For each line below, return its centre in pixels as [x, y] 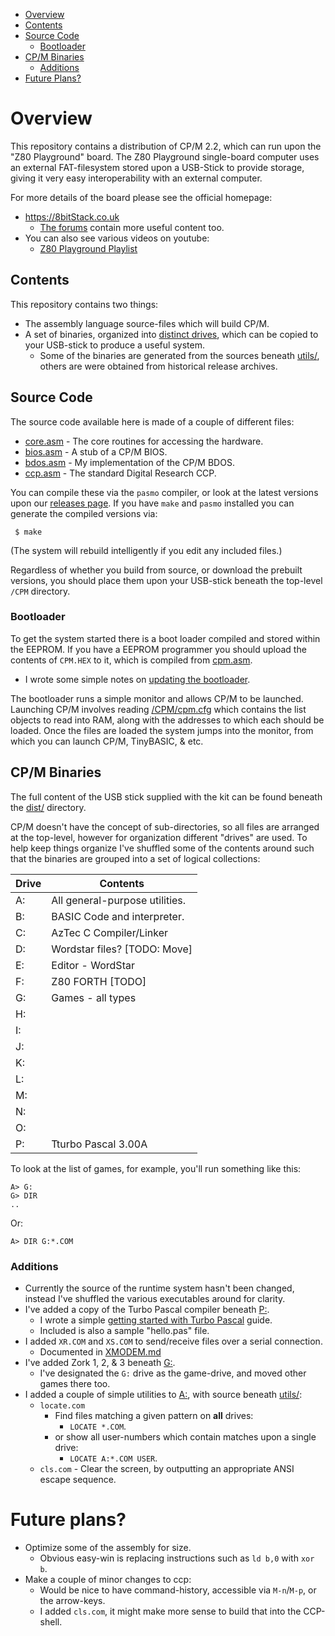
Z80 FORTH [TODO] [99, 981]
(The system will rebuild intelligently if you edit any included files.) [146, 550]
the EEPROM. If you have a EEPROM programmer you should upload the [158, 649]
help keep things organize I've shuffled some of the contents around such [162, 848]
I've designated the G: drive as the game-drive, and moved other [173, 1373]
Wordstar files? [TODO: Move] [122, 949]
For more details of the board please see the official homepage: [141, 197]
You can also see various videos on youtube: [117, 238]
